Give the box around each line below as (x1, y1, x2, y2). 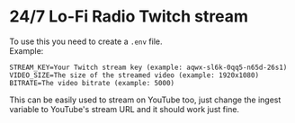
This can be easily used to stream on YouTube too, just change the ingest (9, 94, 282, 105)
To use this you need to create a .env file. (9, 36, 163, 47)
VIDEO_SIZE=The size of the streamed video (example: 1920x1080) (9, 70, 259, 80)
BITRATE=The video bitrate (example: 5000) (9, 78, 175, 87)
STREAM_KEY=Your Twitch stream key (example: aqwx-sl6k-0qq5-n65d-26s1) (9, 63, 288, 72)
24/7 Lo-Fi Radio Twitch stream (9, 6, 249, 27)
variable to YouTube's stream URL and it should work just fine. (9, 103, 240, 114)
